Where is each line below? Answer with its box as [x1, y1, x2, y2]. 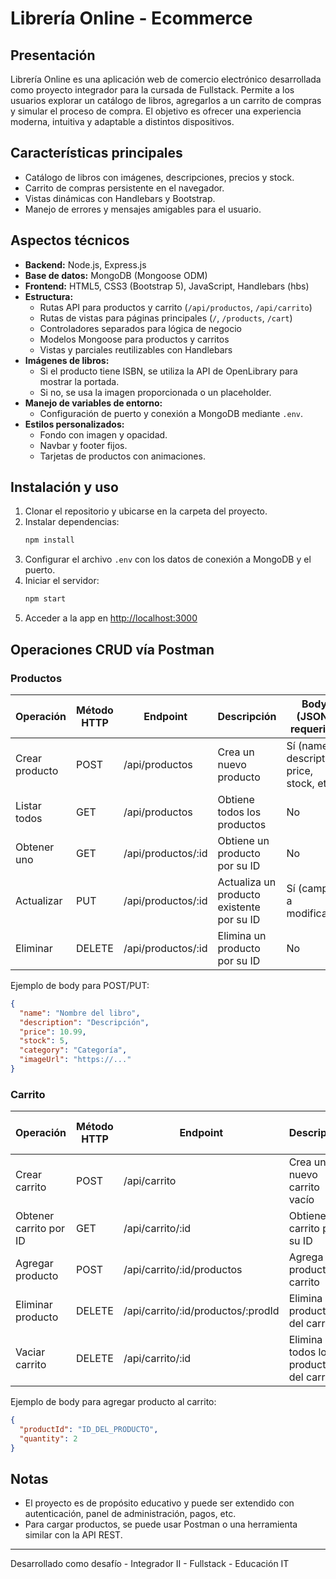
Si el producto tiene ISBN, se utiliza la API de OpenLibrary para [39, 365, 298, 377]
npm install [24, 535, 75, 546]
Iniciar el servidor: [24, 575, 100, 587]
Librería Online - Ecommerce [10, 7, 253, 30]
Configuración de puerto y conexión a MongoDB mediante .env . [39, 407, 303, 419]
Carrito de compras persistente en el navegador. [24, 182, 225, 194]
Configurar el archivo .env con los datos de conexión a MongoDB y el [24, 553, 312, 566]
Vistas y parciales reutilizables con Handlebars [39, 343, 233, 356]
